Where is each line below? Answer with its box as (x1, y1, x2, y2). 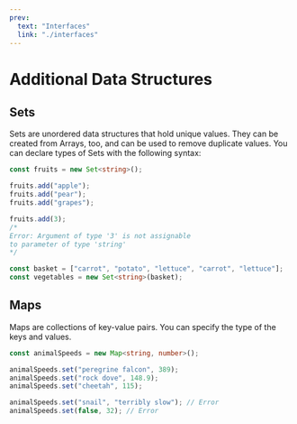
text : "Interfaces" (17, 22, 91, 31)
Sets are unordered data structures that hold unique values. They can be (9, 128, 279, 140)
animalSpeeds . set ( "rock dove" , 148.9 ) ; (9, 373, 159, 383)
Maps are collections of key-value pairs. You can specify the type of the (9, 321, 276, 332)
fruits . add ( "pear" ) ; (9, 190, 87, 199)
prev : (9, 13, 30, 23)
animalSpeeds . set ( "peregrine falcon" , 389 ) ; (9, 364, 179, 374)
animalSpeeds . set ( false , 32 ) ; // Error (9, 407, 159, 416)
